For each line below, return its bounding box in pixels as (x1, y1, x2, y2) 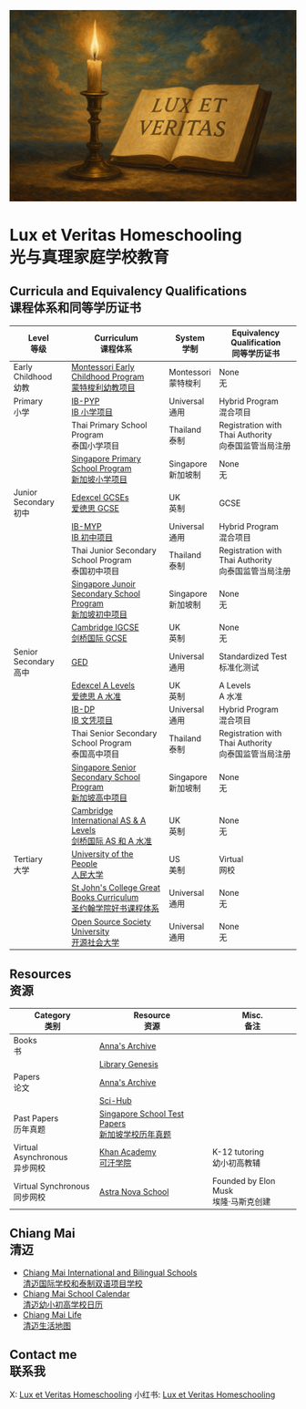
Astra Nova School (98, 1186, 169, 1197)
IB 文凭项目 (71, 715, 114, 725)
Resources (9, 966, 72, 982)
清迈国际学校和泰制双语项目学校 (22, 1278, 143, 1289)
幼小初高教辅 (212, 1157, 261, 1168)
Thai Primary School (71, 419, 148, 430)
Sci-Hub (98, 1095, 132, 1106)
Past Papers (13, 1113, 59, 1124)
